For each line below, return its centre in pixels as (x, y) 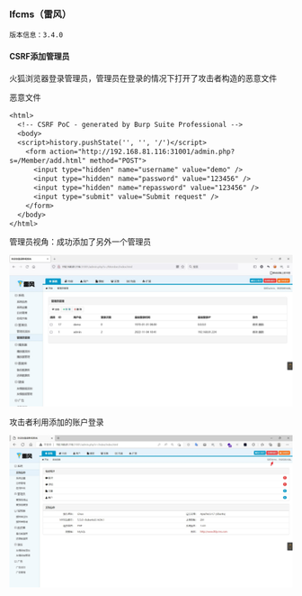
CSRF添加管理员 (40, 56)
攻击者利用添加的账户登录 (57, 422)
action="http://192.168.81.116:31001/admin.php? (142, 151)
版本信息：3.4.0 (36, 35)
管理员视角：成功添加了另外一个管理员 (80, 242)
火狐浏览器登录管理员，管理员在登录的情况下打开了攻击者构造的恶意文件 (143, 78)
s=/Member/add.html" (48, 160)
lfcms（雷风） (40, 14)
